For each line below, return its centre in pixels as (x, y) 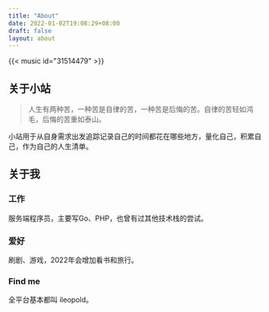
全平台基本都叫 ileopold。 (51, 300)
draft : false (30, 31)
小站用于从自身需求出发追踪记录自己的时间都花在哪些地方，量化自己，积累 (131, 137)
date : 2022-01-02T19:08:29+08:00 (64, 23)
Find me (24, 281)
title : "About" (34, 16)
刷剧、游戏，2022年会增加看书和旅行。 (73, 260)
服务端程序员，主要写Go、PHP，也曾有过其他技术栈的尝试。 (108, 218)
